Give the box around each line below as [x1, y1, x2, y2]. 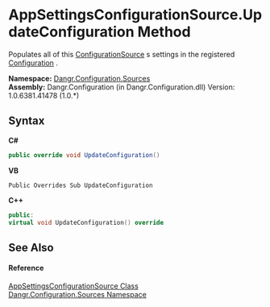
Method [137, 23, 191, 41]
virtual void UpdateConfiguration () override [8, 218, 164, 226]
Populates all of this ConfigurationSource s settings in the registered [8, 49, 235, 59]
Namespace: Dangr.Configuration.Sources [8, 73, 151, 83]
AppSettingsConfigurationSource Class [8, 280, 139, 291]
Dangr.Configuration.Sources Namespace [8, 289, 147, 299]
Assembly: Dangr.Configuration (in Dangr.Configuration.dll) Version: [8, 82, 235, 92]
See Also [8, 240, 54, 255]
